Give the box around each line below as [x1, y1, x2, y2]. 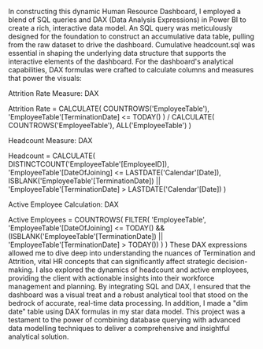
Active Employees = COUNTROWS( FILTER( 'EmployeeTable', [8, 215, 206, 224]
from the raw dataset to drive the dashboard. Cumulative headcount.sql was [8, 40, 256, 50]
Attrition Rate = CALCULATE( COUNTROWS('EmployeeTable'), [8, 104, 210, 113]
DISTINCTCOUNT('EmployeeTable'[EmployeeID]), [8, 160, 169, 168]
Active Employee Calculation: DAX [8, 200, 120, 209]
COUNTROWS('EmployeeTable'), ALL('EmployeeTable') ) [8, 121, 191, 130]
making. [8, 265, 35, 274]
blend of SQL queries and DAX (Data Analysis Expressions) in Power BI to [8, 15, 246, 24]
